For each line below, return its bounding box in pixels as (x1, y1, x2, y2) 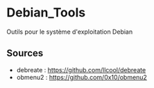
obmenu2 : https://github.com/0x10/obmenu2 (16, 73, 147, 81)
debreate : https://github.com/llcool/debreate (16, 65, 146, 74)
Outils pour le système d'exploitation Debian (6, 27, 133, 36)
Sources (6, 47, 44, 59)
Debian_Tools (6, 5, 86, 21)
